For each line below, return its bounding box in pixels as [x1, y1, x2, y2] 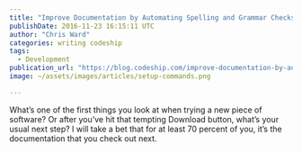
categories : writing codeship [9, 38, 123, 48]
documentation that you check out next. [9, 132, 157, 144]
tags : [9, 47, 30, 56]
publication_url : [9, 64, 75, 73]
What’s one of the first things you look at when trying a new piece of [9, 104, 262, 115]
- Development [17, 55, 70, 64]
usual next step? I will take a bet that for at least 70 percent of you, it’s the [9, 123, 282, 134]
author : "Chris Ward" [9, 30, 91, 39]
